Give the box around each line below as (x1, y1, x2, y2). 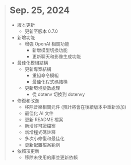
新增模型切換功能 (32, 47, 68, 53)
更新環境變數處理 (24, 85, 60, 91)
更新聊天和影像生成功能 (32, 53, 81, 60)
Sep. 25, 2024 (9, 5, 70, 16)
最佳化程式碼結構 (32, 78, 68, 85)
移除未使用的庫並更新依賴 (24, 154, 78, 160)
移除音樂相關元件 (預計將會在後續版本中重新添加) (24, 103, 126, 110)
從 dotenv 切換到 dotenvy (32, 91, 85, 97)
